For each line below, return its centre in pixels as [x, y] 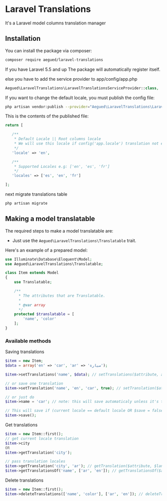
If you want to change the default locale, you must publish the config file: [80, 98]
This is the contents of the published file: [47, 116]
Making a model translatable [50, 219]
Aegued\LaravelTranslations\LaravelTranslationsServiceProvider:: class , [82, 88]
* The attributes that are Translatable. [62, 296]
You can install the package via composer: [48, 50]
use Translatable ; [33, 282]
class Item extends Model [32, 273]
